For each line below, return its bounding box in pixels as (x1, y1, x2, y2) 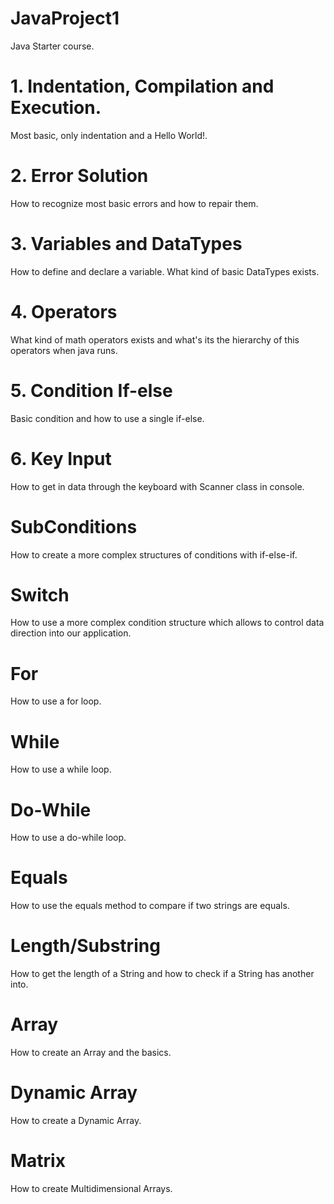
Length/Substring (10, 935, 161, 957)
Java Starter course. (10, 40, 95, 52)
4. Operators (10, 300, 118, 323)
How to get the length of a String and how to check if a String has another (10, 968, 315, 980)
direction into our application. (10, 627, 132, 639)
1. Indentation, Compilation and (10, 75, 275, 98)
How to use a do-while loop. (10, 832, 127, 844)
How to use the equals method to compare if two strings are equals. (10, 900, 290, 912)
